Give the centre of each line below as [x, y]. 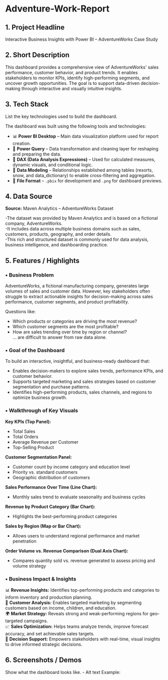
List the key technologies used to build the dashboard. [61, 116]
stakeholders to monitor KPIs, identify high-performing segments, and [77, 78]
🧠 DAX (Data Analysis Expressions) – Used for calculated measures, [84, 159]
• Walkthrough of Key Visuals [42, 411]
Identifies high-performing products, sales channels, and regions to [82, 392]
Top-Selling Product [33, 447]
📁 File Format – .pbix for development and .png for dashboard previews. [88, 181]
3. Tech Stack [27, 104]
